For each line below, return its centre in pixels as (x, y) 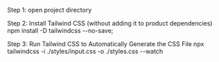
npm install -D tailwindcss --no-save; (60, 31)
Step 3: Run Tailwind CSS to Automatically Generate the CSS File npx (106, 44)
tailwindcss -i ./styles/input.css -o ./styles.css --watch (85, 51)
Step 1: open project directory (50, 10)
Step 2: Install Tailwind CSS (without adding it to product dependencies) (110, 23)
